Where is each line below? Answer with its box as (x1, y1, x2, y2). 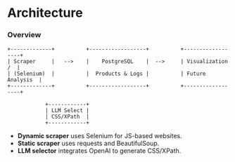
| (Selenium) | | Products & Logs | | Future (7, 70, 206, 78)
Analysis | (7, 76, 42, 83)
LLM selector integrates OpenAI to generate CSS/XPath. (17, 147, 182, 155)
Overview (7, 30, 42, 40)
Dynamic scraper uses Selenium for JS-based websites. (17, 132, 182, 140)
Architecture (7, 5, 83, 21)
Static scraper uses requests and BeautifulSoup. (17, 139, 160, 148)
